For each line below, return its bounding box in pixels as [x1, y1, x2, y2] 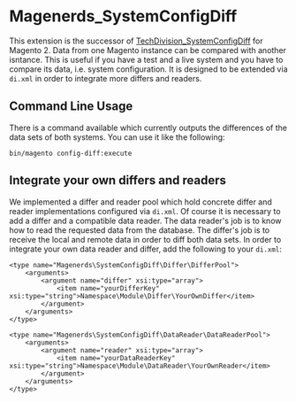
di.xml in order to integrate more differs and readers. [9, 73, 202, 83]
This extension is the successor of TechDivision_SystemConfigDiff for [9, 35, 263, 46]
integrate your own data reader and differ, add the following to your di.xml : [9, 244, 283, 254]
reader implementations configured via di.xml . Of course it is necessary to [9, 205, 281, 216]
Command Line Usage [9, 99, 133, 114]
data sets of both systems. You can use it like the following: [9, 131, 225, 143]
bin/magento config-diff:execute [9, 149, 133, 158]
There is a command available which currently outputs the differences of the [9, 122, 287, 133]
